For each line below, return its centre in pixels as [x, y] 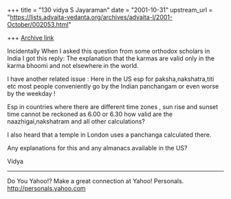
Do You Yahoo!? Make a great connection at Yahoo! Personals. [96, 181]
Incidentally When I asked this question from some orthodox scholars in [109, 51]
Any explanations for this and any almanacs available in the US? [97, 148]
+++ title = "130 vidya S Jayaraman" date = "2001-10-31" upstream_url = [110, 10]
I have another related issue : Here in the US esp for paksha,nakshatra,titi [111, 79]
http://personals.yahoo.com [46, 188]
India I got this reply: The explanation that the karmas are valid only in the [111, 58]
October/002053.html [38, 24]
